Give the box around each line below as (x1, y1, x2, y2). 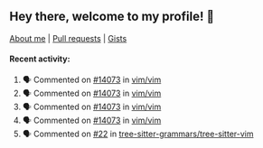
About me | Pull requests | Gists (9, 32, 127, 43)
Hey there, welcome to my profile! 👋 (9, 9, 215, 24)
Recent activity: (9, 53, 70, 64)
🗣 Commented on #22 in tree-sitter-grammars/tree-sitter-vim (22, 128, 254, 140)
